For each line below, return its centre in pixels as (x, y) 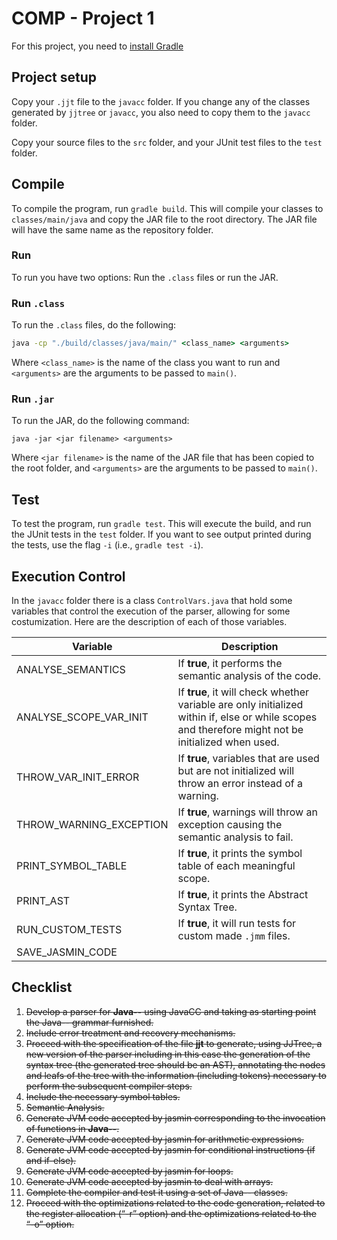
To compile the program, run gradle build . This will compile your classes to (167, 208)
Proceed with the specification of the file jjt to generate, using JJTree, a (174, 1043)
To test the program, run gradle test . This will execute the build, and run (161, 524)
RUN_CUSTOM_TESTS (69, 929)
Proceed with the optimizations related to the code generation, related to (175, 1203)
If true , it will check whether (243, 692)
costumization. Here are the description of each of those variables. (149, 621)
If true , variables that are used (248, 758)
